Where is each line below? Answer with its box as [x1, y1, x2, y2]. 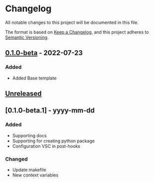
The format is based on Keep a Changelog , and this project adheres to [5, 29, 149, 35]
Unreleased [5, 90, 42, 98]
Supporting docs [12, 132, 47, 138]
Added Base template [12, 75, 57, 81]
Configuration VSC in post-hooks [12, 143, 80, 149]
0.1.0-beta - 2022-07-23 [5, 49, 83, 57]
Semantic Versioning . [5, 34, 49, 40]
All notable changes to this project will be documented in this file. [5, 19, 139, 25]
